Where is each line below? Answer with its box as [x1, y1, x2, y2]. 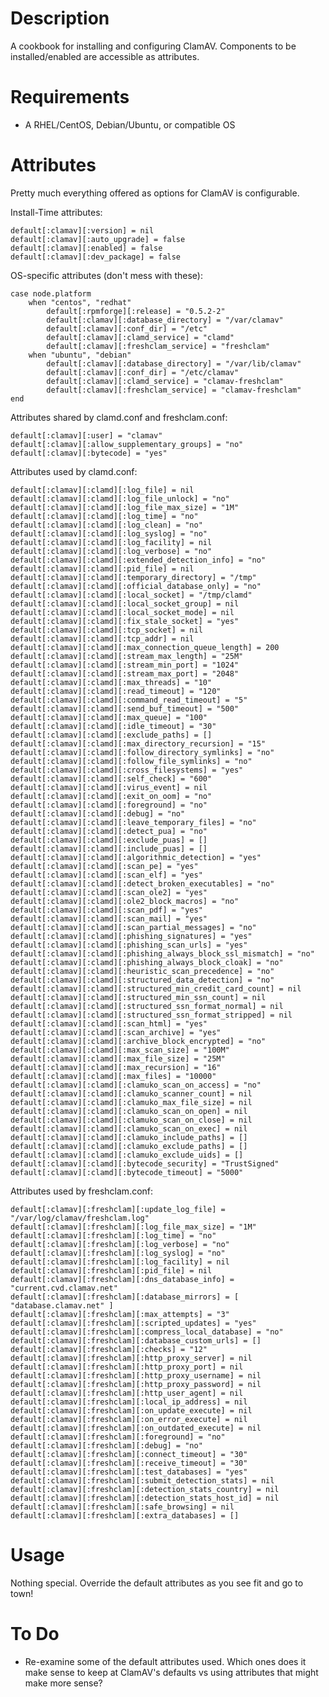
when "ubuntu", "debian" [28, 350, 132, 360]
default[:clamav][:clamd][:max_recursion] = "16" [10, 1062, 222, 1072]
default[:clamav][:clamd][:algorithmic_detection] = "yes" [10, 852, 262, 862]
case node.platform [10, 288, 92, 299]
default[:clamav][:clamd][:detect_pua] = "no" [10, 826, 208, 836]
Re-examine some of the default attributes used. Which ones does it [24, 1655, 307, 1667]
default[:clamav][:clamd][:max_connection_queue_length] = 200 [10, 642, 280, 652]
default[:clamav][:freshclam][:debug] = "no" [10, 1440, 203, 1451]
